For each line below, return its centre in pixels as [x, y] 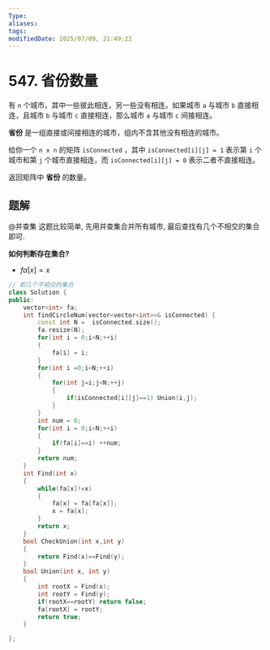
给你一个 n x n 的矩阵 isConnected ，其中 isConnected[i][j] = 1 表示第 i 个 [135, 150]
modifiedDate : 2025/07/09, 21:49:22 [70, 39]
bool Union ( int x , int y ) [67, 572]
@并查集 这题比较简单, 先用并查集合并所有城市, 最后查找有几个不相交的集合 [134, 226]
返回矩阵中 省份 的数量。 [49, 177]
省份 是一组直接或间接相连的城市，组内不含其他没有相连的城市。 [116, 133]
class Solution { [38, 292]
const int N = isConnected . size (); [99, 323]
